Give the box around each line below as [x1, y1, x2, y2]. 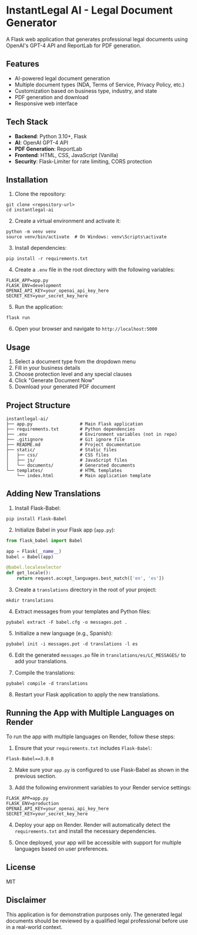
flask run [6, 315, 31, 321]
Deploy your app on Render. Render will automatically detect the [14, 821, 171, 828]
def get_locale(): [6, 570, 51, 576]
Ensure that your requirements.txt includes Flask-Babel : [14, 744, 152, 751]
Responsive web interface [14, 100, 78, 107]
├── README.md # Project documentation [6, 442, 141, 448]
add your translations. [14, 658, 68, 665]
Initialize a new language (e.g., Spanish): [14, 630, 113, 637]
